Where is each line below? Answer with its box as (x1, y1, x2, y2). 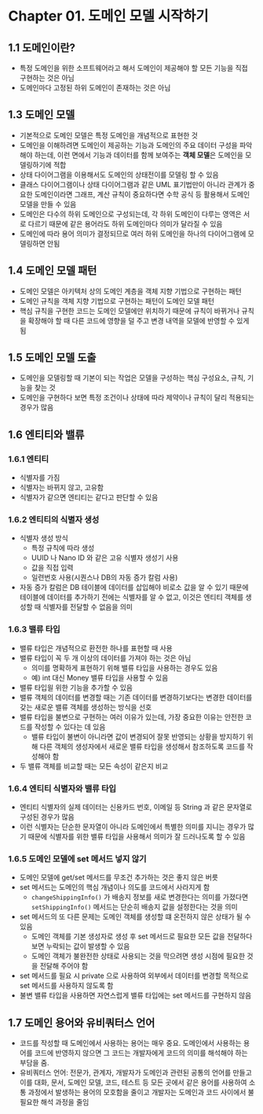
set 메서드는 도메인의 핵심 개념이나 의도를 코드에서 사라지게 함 (19, 883, 210, 892)
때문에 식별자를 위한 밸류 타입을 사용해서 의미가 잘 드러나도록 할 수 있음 (27, 832, 246, 842)
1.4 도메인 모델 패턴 (8, 264, 97, 278)
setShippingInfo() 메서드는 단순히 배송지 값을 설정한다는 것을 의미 (31, 902, 238, 912)
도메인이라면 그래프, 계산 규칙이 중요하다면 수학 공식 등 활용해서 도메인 (34, 190, 250, 199)
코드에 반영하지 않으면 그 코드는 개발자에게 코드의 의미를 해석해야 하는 (34, 1048, 249, 1058)
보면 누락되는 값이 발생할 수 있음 (31, 942, 130, 951)
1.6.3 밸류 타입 (8, 624, 60, 635)
